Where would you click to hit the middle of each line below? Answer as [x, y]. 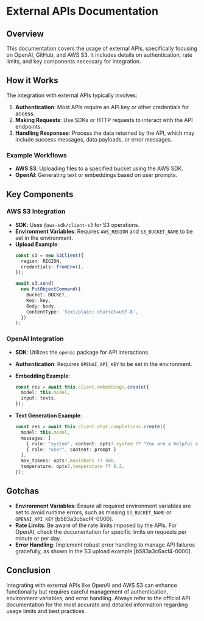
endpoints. [29, 126]
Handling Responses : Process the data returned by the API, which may [105, 133]
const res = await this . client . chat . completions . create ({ [90, 427]
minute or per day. [38, 538]
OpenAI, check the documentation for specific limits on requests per [101, 531]
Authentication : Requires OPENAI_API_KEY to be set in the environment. [104, 364]
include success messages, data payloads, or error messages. [93, 139]
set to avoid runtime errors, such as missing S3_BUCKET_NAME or [93, 512]
